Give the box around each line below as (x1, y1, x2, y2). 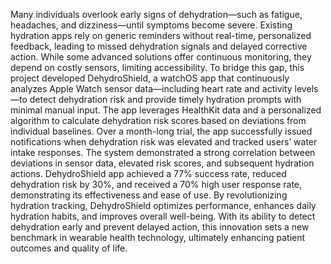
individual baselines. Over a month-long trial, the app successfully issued (10, 125, 313, 137)
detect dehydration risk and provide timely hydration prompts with (29, 94, 302, 105)
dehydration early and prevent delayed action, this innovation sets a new (10, 221, 310, 233)
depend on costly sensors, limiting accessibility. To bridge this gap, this (10, 62, 305, 73)
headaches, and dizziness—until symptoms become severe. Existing (10, 19, 293, 31)
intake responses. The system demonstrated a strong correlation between (10, 147, 316, 158)
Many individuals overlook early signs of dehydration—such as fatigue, (10, 9, 303, 20)
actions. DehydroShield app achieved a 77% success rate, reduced (10, 168, 287, 179)
